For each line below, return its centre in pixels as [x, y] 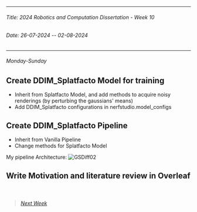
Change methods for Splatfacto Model [61, 146]
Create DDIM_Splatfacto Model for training [85, 81]
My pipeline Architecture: [37, 157]
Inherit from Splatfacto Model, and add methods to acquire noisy [93, 95]
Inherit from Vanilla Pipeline [47, 140]
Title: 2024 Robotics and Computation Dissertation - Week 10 [80, 17]
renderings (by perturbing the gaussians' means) [74, 101]
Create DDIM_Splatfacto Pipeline [67, 126]
